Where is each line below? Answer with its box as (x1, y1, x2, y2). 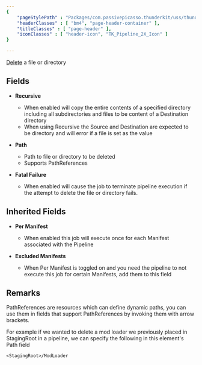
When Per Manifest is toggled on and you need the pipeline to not (23, 264, 187, 271)
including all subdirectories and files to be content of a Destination (23, 110, 189, 118)
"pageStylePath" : (17, 14, 63, 21)
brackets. (6, 317, 30, 324)
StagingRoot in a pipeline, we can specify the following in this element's (6, 335, 185, 342)
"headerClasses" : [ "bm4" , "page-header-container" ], (17, 20, 161, 26)
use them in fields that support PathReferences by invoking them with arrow (6, 310, 194, 317)
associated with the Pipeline (23, 241, 94, 248)
